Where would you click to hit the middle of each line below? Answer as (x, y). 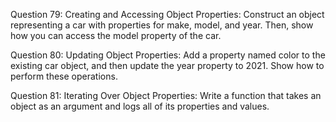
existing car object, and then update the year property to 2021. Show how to (167, 65)
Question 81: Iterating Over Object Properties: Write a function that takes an (166, 95)
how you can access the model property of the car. (116, 35)
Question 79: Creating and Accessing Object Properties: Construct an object (167, 14)
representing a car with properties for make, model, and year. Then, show (162, 25)
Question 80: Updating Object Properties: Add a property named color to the (168, 55)
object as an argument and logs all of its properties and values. (140, 106)
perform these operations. (64, 76)
